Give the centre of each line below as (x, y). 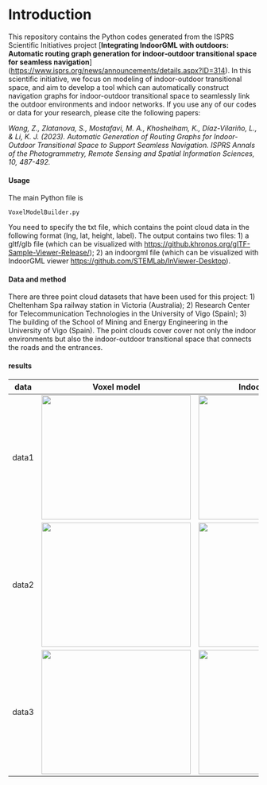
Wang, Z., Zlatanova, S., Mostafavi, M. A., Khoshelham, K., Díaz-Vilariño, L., (133, 128)
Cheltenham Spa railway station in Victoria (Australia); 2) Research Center (129, 305)
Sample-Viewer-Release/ (49, 253)
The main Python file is (46, 198)
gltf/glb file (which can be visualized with (75, 244)
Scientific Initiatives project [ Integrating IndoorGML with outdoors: (118, 45)
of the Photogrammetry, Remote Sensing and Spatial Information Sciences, (132, 154)
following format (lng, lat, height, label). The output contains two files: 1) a (129, 235)
